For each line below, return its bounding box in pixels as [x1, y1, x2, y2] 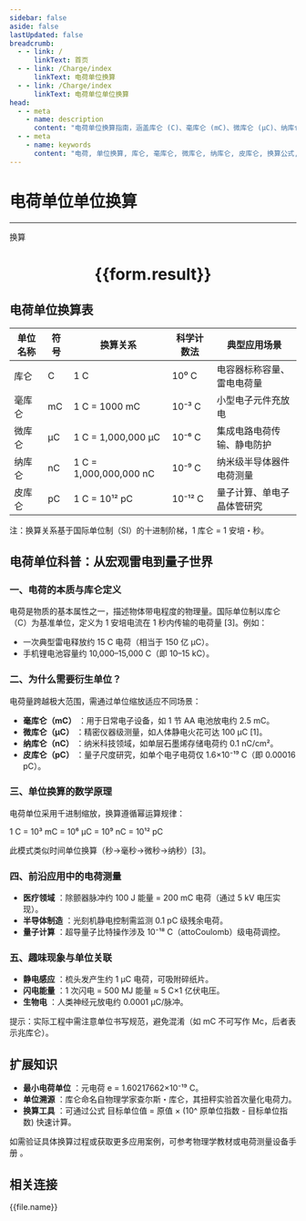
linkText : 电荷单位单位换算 [33, 89, 129, 98]
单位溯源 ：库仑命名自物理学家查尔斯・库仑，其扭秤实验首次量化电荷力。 [22, 1094, 297, 1105]
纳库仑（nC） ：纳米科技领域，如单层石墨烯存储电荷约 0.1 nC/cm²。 [22, 737, 279, 748]
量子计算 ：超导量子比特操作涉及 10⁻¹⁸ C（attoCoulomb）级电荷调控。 [22, 927, 285, 938]
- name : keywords [25, 140, 92, 149]
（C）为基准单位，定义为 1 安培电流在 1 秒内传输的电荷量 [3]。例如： [9, 617, 268, 629]
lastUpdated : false [9, 30, 84, 39]
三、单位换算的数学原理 [9, 785, 112, 798]
